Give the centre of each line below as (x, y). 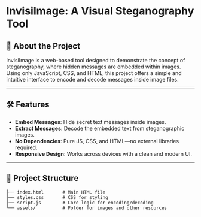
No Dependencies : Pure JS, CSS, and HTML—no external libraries (97, 141)
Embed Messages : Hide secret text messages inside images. (90, 122)
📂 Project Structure (42, 178)
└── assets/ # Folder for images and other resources (87, 208)
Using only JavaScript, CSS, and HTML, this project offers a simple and (94, 73)
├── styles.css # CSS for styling (57, 197)
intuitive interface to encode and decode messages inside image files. (92, 79)
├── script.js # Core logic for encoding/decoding (80, 203)
